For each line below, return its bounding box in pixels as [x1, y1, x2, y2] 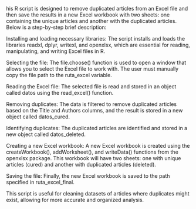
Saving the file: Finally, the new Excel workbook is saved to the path [6, 172, 170, 179]
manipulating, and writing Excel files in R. [6, 48, 106, 55]
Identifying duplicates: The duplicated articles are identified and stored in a [6, 125, 188, 131]
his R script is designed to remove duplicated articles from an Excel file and [6, 5, 188, 12]
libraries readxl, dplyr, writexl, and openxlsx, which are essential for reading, [6, 41, 191, 48]
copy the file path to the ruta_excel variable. [6, 72, 113, 78]
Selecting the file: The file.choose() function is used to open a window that [6, 59, 187, 66]
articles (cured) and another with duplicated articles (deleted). [6, 161, 157, 168]
